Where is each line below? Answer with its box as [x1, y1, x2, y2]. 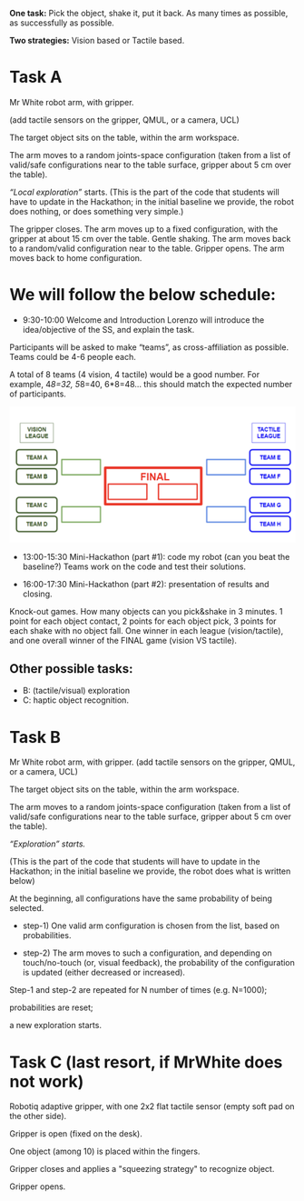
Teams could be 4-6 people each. [9, 351, 136, 362]
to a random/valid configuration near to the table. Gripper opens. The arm [9, 243, 285, 254]
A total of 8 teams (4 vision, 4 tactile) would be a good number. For [9, 368, 260, 380]
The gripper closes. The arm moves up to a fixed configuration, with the [9, 223, 279, 235]
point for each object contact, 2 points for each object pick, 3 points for [9, 616, 277, 626]
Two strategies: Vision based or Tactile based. [9, 35, 185, 45]
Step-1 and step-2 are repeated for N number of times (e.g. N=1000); [9, 985, 268, 996]
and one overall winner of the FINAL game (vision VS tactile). [9, 635, 238, 646]
